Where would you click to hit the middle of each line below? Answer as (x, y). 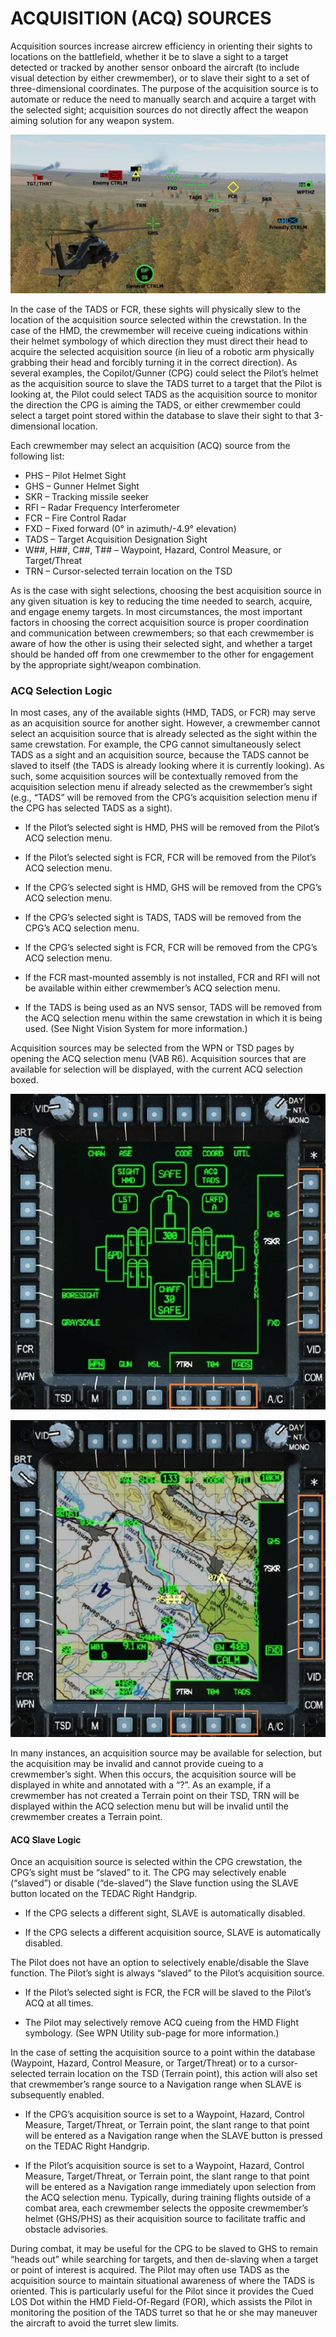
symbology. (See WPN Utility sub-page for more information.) (152, 2033)
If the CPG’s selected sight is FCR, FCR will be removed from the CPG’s (171, 948)
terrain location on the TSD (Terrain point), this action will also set (183, 2074)
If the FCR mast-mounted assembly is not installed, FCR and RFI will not (172, 978)
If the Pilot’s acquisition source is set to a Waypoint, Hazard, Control (164, 2166)
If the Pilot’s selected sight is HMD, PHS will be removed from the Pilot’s (172, 828)
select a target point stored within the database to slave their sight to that (161, 415)
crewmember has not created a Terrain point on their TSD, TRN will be (155, 1795)
